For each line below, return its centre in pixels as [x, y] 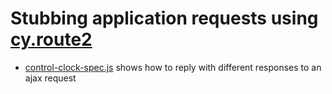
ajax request [50, 78]
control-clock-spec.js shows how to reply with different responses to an [173, 67]
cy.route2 [51, 39]
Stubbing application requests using [164, 18]
